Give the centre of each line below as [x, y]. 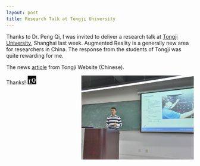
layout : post [22, 12]
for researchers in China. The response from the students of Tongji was [94, 49]
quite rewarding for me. [35, 55]
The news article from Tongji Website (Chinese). [65, 67]
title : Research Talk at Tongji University [61, 19]
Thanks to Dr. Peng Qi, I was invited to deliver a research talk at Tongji [92, 36]
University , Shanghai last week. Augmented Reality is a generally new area [98, 43]
